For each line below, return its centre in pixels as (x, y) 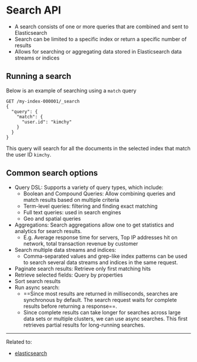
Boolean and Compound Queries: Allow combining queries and (99, 193)
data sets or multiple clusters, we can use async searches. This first (105, 318)
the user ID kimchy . (29, 154)
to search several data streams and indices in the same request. (101, 262)
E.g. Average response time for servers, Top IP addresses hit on (100, 237)
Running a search (39, 76)
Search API (34, 10)
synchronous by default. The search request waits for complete (100, 300)
